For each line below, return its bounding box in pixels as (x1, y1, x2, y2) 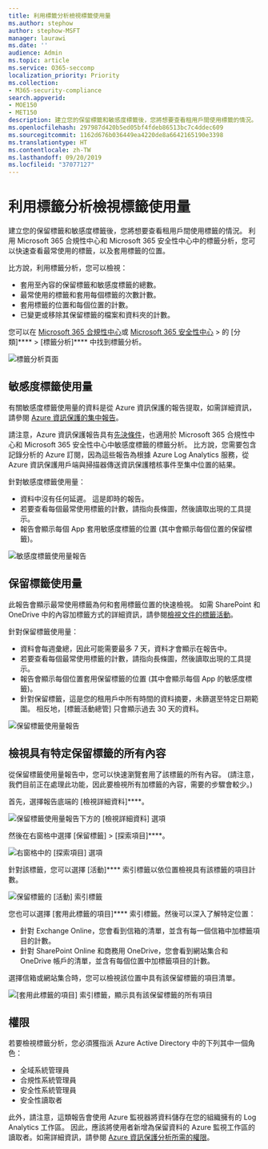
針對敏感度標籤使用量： (8, 476, 86, 486)
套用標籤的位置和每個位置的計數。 (19, 300, 133, 310)
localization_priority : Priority (8, 71, 120, 79)
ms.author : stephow (8, 19, 74, 27)
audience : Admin (8, 49, 62, 57)
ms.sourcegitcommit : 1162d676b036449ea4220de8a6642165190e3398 (8, 131, 224, 139)
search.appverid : (8, 94, 66, 102)
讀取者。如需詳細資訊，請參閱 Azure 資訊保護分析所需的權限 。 (8, 1132, 214, 1143)
